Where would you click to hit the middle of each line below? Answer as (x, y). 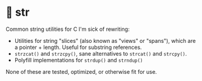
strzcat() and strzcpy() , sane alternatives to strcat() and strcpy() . (101, 53)
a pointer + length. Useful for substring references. (78, 47)
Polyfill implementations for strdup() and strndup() (79, 60)
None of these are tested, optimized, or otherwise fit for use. (81, 71)
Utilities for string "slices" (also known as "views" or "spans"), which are (105, 40)
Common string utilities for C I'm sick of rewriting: (68, 29)
